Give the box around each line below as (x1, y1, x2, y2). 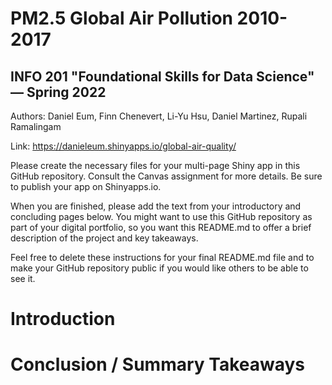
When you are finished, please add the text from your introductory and (10, 200, 302, 212)
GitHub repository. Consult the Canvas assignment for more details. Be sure (10, 170, 323, 182)
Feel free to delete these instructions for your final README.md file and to (10, 252, 315, 263)
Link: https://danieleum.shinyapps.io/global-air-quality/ (10, 140, 237, 152)
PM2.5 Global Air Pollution (10, 7, 233, 30)
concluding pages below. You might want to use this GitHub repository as (10, 211, 313, 222)
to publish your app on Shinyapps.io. (10, 181, 162, 192)
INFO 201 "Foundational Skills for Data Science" (10, 68, 315, 85)
